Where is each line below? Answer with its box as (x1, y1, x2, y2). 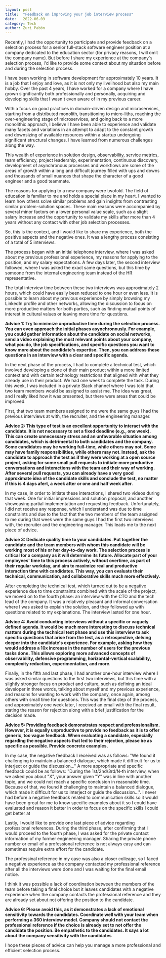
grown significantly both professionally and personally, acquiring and (5, 91, 146, 97)
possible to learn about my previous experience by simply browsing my (5, 295, 150, 302)
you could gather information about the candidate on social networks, (5, 331, 152, 337)
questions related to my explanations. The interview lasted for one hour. (5, 609, 152, 615)
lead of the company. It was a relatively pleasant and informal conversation (5, 599, 158, 605)
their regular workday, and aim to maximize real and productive (5, 563, 138, 569)
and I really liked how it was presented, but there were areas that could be (5, 393, 156, 399)
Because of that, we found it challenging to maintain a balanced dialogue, (5, 784, 155, 790)
